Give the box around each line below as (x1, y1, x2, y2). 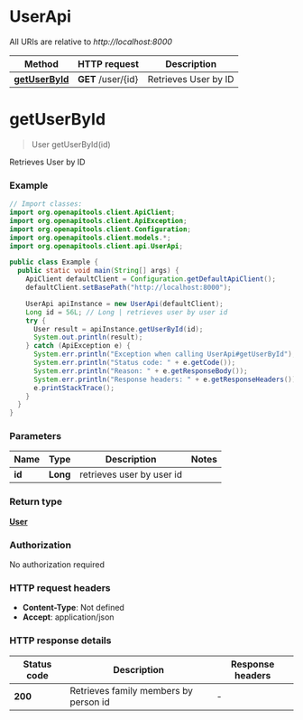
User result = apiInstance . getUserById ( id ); (32, 324, 204, 333)
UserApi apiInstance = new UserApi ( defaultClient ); (25, 299, 224, 308)
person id (69, 696, 110, 708)
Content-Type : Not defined (22, 603, 124, 613)
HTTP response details (9, 634, 112, 647)
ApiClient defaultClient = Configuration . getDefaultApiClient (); (25, 275, 277, 284)
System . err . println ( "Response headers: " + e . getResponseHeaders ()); (32, 375, 300, 384)
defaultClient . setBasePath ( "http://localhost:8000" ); (25, 283, 232, 293)
